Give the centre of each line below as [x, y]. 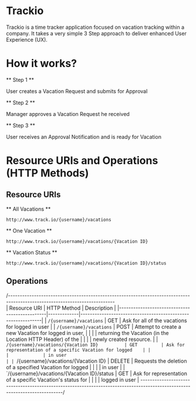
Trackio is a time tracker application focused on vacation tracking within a [95, 27]
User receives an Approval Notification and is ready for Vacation [84, 137]
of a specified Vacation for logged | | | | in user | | [65, 367]
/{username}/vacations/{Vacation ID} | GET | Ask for [95, 345]
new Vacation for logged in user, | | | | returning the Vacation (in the [87, 333]
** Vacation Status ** [32, 252]
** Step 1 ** [20, 79]
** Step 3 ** [21, 125]
